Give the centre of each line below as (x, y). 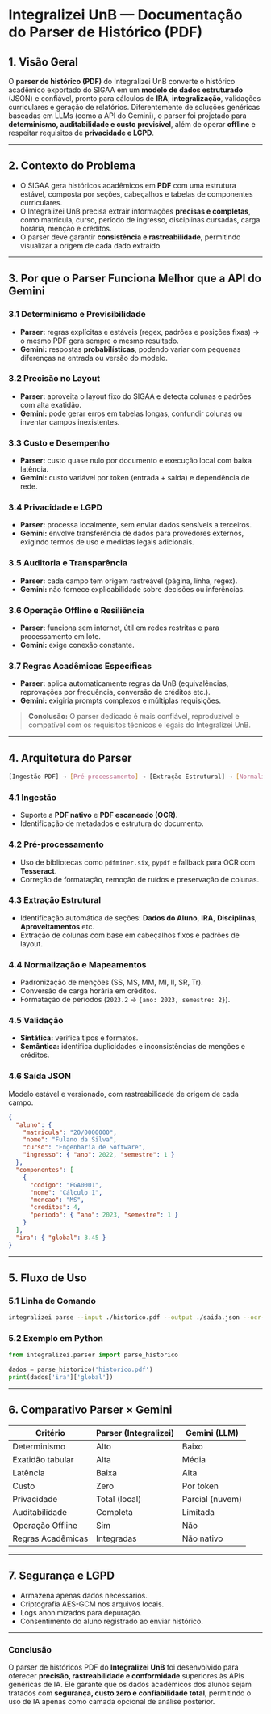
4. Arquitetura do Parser (70, 758)
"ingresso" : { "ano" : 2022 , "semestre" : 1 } (99, 1155)
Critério (50, 1433)
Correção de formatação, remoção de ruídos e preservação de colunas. (140, 879)
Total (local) (119, 1499)
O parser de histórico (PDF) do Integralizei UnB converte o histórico (122, 81)
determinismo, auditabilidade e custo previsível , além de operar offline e (132, 124)
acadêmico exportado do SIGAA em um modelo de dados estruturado (126, 90)
